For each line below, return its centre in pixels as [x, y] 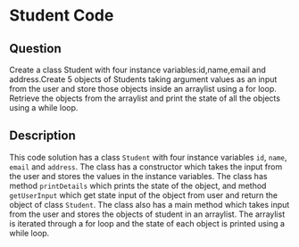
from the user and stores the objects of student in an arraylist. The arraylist [147, 214]
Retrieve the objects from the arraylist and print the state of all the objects [145, 98]
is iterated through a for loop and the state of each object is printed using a [147, 223]
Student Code [62, 16]
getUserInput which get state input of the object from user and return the [144, 195]
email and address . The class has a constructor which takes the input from [146, 167]
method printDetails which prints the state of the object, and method [138, 185]
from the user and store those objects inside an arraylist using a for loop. [143, 89]
